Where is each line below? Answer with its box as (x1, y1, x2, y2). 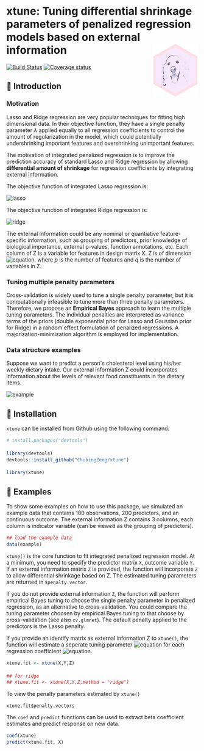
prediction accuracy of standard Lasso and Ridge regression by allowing (6, 158, 188, 165)
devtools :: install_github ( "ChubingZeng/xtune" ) (6, 456, 130, 463)
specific (6, 236, 27, 244)
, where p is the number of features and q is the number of (34, 255, 181, 263)
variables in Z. (6, 262, 42, 269)
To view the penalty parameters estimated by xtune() (6, 691, 141, 698)
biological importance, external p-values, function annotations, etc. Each (6, 243, 189, 250)
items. (6, 379, 22, 386)
